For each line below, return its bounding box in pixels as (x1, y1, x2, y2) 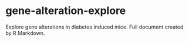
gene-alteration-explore (5, 4, 126, 17)
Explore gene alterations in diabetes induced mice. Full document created (5, 23, 184, 30)
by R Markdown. (5, 29, 45, 36)
